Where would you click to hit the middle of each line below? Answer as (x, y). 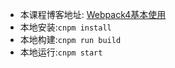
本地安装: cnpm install (65, 27)
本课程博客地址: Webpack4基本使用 (93, 14)
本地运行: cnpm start (61, 52)
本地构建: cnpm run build (70, 39)
